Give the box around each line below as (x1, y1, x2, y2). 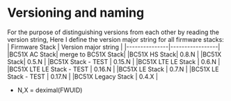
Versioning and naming (7, 5, 145, 21)
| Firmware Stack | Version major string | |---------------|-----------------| (7, 42, 221, 51)
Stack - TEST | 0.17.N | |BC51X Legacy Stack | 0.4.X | (7, 72, 159, 81)
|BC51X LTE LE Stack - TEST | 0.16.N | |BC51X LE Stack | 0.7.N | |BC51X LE (7, 65, 219, 73)
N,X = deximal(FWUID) (17, 86, 83, 94)
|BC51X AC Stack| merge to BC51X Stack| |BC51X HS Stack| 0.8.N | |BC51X (7, 50, 222, 59)
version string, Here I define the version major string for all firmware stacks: (7, 35, 224, 43)
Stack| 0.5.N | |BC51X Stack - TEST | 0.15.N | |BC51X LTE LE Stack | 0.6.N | (7, 57, 221, 65)
